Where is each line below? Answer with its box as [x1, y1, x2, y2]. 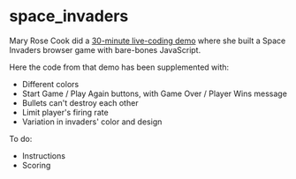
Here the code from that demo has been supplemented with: [9, 62, 230, 72]
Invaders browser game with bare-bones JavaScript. [9, 44, 201, 55]
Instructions [21, 150, 66, 160]
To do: [9, 133, 33, 144]
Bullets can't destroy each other [21, 97, 139, 108]
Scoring [21, 160, 51, 170]
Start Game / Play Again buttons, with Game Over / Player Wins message [21, 88, 287, 99]
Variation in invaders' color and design [21, 116, 163, 127]
